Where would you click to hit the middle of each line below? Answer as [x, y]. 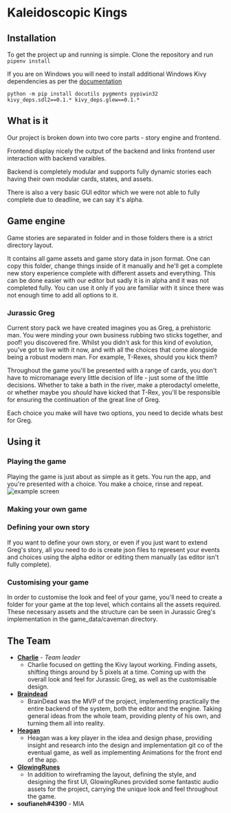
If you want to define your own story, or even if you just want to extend [107, 542]
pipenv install [29, 61]
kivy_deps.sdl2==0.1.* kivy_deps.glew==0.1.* [73, 100]
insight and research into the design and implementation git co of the [125, 745]
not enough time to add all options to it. [63, 295]
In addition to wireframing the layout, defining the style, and [112, 774]
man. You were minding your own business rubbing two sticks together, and [114, 335]
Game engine [36, 221]
